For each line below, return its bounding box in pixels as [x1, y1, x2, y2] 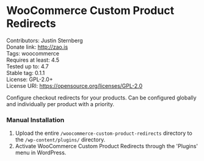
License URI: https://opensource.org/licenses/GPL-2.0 [6, 82, 142, 89]
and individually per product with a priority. [6, 100, 115, 107]
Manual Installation [6, 115, 65, 124]
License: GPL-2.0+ [6, 76, 53, 83]
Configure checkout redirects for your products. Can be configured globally [6, 94, 197, 101]
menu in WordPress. [15, 149, 67, 156]
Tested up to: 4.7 [6, 62, 49, 70]
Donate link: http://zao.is [6, 43, 68, 51]
